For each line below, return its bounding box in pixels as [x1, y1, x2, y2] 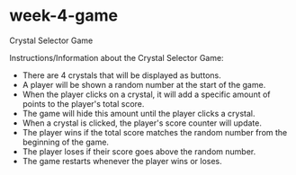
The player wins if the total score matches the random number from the [22, 127, 288, 137]
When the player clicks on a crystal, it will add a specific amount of [22, 89, 271, 100]
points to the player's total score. [22, 98, 145, 109]
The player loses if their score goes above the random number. [22, 145, 256, 157]
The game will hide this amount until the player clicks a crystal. [22, 108, 256, 118]
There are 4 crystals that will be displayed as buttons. [22, 69, 222, 81]
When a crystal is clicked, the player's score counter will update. [22, 118, 263, 128]
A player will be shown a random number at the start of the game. [22, 79, 266, 90]
